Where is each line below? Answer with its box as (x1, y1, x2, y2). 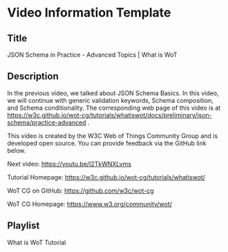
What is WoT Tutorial (7, 238, 66, 246)
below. (7, 146, 26, 155)
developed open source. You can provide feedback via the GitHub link (7, 139, 207, 147)
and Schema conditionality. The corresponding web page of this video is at (7, 104, 221, 112)
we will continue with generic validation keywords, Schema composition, (7, 96, 214, 104)
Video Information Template (7, 5, 171, 21)
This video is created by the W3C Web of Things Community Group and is (7, 131, 218, 139)
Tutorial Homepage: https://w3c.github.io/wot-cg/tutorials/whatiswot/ (7, 173, 206, 181)
